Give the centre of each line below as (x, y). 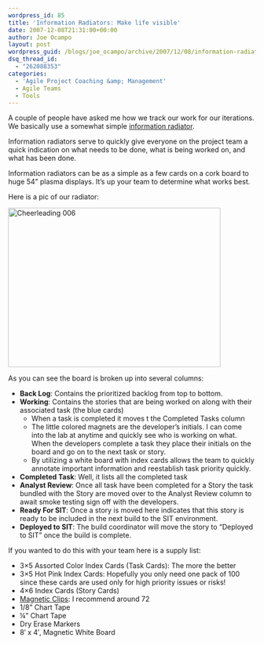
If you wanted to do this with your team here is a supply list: (104, 551)
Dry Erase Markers (50, 624)
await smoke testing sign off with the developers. (99, 502)
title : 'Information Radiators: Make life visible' (94, 23)
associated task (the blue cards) (71, 410)
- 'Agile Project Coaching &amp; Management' (91, 81)
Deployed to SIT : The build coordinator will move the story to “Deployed (136, 527)
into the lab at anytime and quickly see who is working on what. (134, 435)
